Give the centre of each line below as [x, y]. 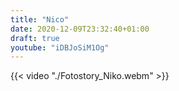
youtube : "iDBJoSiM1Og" [60, 47]
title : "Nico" [40, 19]
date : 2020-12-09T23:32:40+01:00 [80, 29]
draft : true [35, 38]
